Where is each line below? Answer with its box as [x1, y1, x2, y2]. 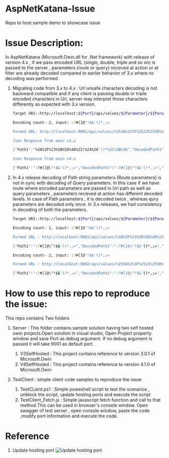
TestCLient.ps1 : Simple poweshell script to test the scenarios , [20, 386, 150, 393]
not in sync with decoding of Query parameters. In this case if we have [12, 180, 159, 186]
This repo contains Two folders [5, 315, 69, 321]
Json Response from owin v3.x [12, 138, 76, 143]
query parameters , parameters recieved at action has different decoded [12, 191, 162, 196]
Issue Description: [5, 37, 83, 49]
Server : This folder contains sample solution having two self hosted [12, 325, 154, 331]
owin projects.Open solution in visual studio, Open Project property [12, 330, 152, 336]
